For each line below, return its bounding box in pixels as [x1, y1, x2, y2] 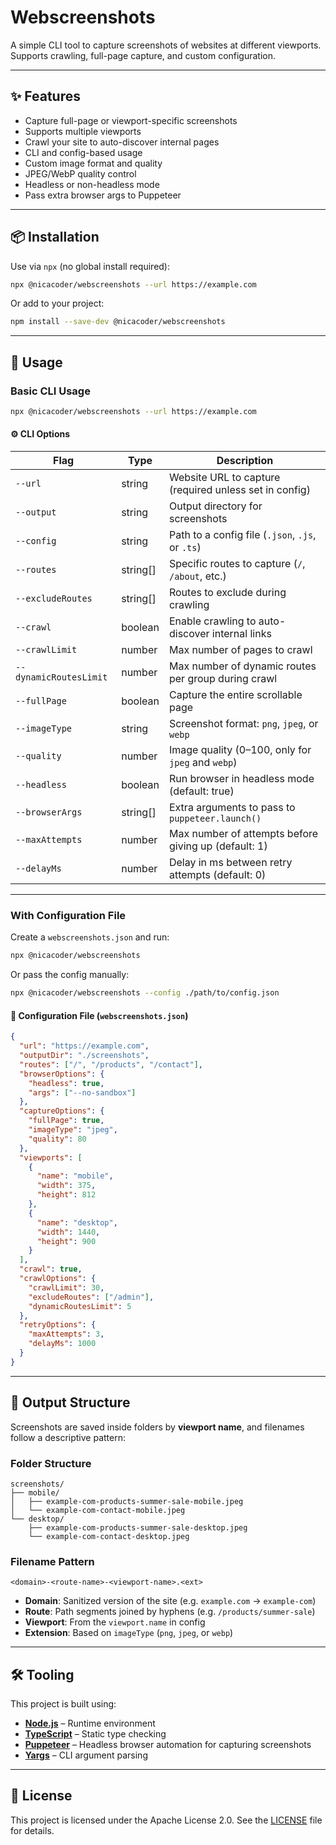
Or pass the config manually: [10, 969, 130, 981]
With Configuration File [10, 909, 127, 922]
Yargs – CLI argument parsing [24, 1749, 148, 1761]
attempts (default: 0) [168, 868, 267, 882]
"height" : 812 [36, 1190, 97, 1200]
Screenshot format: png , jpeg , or [168, 717, 319, 731]
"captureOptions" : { [19, 1106, 105, 1116]
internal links [211, 627, 272, 641]
